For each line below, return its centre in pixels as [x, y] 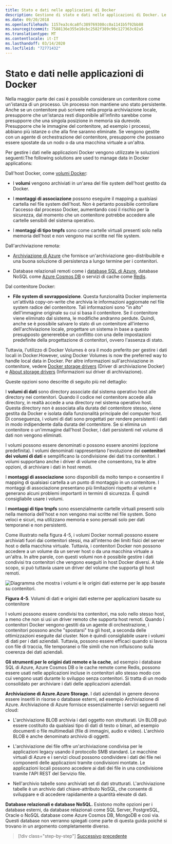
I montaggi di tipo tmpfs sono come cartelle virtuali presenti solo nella [87, 230]
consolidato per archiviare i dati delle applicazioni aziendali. [69, 683]
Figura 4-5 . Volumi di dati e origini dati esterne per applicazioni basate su [83, 598]
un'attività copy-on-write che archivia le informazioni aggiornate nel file [88, 302]
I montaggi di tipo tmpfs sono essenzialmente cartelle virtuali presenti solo [85, 508]
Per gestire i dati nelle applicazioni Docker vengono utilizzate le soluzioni [82, 152]
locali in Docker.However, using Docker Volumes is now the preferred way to [86, 355]
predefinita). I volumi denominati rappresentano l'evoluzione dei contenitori [85, 450]
